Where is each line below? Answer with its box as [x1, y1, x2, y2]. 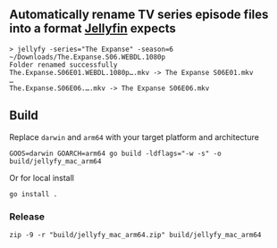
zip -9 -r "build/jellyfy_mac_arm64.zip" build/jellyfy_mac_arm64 [9, 230, 262, 239]
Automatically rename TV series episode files [9, 7, 269, 22]
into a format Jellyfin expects [9, 21, 177, 37]
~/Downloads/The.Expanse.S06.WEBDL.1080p [9, 53, 166, 62]
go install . [9, 189, 58, 199]
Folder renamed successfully [9, 60, 118, 70]
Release [9, 210, 46, 222]
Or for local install [9, 172, 74, 183]
